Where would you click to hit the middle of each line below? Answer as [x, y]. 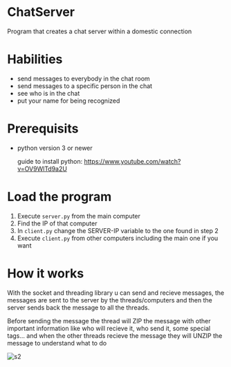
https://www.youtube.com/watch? [132, 161]
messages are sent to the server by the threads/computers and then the [110, 300]
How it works [46, 273]
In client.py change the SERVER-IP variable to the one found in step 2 [118, 230]
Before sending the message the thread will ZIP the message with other [109, 321]
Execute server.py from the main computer [78, 216]
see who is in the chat [48, 93]
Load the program [59, 197]
